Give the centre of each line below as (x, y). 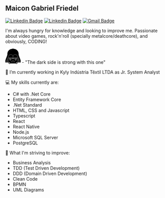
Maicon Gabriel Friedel (42, 8)
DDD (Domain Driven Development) (50, 174)
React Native (26, 127)
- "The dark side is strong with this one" (64, 62)
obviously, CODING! (26, 41)
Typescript (24, 116)
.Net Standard (27, 105)
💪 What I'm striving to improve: (38, 153)
